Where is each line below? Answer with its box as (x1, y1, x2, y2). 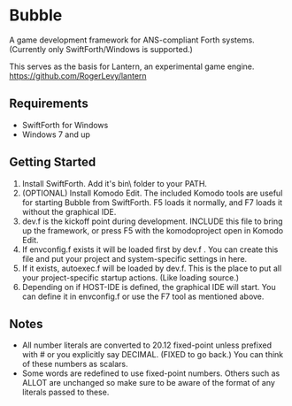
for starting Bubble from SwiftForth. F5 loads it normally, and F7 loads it (21, 196, 283, 208)
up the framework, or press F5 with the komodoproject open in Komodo (21, 225, 284, 235)
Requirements (9, 96, 88, 111)
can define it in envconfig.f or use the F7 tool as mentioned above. (21, 291, 265, 302)
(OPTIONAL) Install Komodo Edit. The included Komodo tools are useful (21, 188, 283, 198)
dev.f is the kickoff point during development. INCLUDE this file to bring (21, 216, 283, 226)
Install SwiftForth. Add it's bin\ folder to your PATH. (21, 178, 208, 188)
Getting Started (9, 155, 96, 170)
